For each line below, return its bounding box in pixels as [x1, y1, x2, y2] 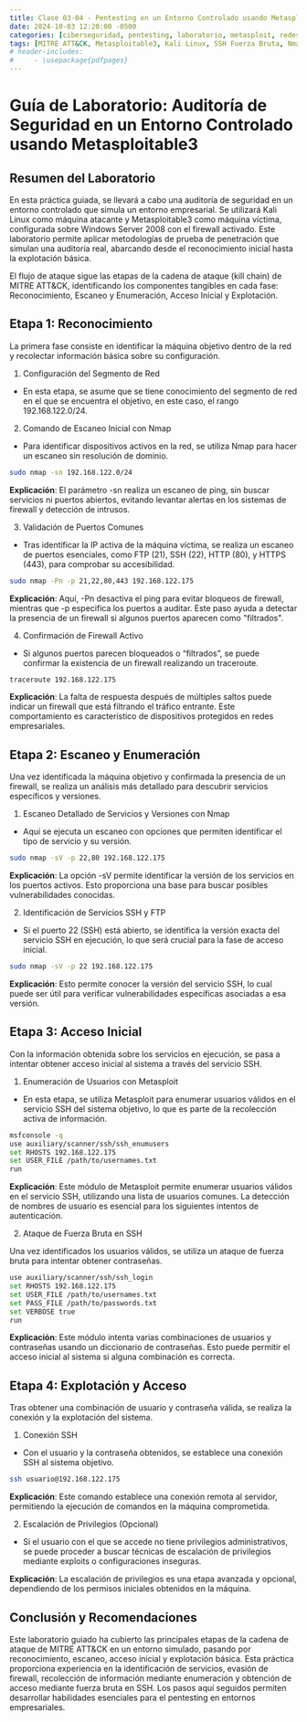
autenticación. [9, 1210, 64, 1221]
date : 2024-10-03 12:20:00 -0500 [9, 22, 137, 31]
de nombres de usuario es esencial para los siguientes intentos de [9, 1200, 259, 1211]
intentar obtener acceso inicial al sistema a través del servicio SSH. [9, 1058, 262, 1069]
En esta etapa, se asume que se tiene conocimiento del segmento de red [22, 386, 298, 396]
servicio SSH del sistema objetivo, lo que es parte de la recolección [22, 1103, 277, 1115]
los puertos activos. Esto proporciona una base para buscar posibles [9, 880, 269, 891]
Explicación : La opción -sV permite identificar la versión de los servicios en [9, 870, 295, 882]
